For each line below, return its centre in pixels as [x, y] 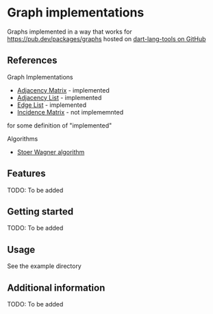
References [32, 61]
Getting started [40, 212]
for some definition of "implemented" [60, 125]
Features [26, 174]
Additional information [56, 288]
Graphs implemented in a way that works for [70, 32]
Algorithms [23, 138]
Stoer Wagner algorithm [51, 152]
